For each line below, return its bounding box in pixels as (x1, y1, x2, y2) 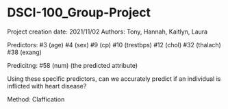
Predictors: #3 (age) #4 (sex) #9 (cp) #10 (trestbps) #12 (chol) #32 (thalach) (7, 40, 221, 49)
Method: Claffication (7, 95, 65, 104)
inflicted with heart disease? (7, 82, 87, 90)
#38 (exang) (7, 48, 42, 56)
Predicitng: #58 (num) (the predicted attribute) (7, 61, 138, 69)
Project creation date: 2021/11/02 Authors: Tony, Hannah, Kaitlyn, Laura (7, 27, 207, 36)
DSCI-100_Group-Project (7, 5, 151, 21)
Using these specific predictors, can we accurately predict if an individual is (7, 74, 221, 83)
